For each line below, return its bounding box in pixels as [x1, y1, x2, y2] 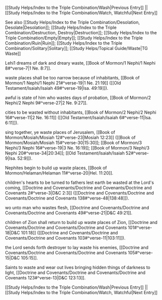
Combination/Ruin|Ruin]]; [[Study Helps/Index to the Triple [5, 40, 122, 46]
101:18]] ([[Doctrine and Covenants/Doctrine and [21, 230, 118, 235]
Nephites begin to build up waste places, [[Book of [5, 165, 107, 171]
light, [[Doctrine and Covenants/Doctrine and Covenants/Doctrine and [5, 270, 145, 275]
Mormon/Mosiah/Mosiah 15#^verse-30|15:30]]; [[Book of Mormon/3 [5, 140, 142, 146]
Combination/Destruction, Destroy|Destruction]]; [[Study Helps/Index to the [5, 30, 157, 35]
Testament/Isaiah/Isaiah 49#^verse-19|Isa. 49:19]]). [5, 85, 109, 91]
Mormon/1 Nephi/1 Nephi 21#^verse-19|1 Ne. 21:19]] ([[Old [5, 80, 121, 86]
